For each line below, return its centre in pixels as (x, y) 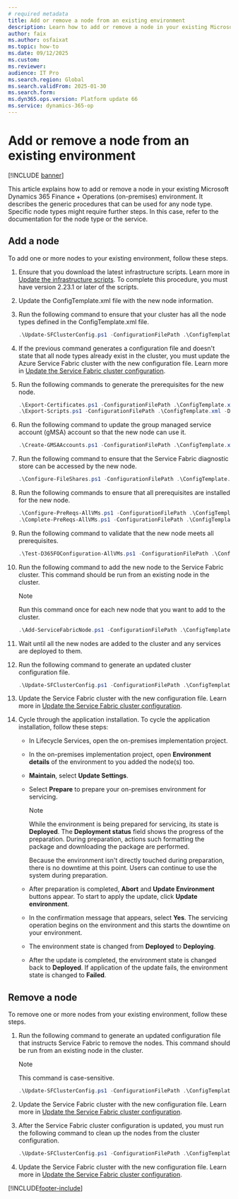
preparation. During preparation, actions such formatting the (117, 839)
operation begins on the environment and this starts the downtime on (129, 925)
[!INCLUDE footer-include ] (46, 1188)
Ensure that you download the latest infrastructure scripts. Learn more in (124, 272)
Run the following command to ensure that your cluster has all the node (122, 314)
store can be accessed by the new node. (77, 466)
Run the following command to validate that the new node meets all (116, 533)
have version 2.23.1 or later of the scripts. (78, 287)
